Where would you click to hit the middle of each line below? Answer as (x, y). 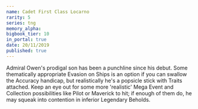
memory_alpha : (24, 28)
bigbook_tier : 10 (28, 34)
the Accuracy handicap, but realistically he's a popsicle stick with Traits (94, 80)
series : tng (21, 23)
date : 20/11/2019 (28, 46)
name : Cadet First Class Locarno (48, 12)
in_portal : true (26, 40)
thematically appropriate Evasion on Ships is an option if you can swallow (97, 74)
